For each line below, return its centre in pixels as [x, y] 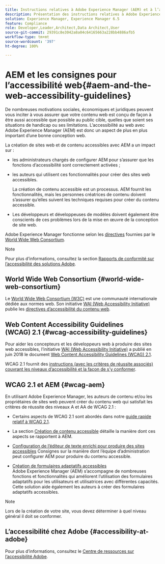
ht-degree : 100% [22, 46]
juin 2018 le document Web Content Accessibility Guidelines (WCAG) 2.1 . [79, 355]
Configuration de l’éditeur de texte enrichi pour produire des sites [78, 446]
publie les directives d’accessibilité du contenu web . [58, 309]
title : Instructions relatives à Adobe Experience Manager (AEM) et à [79, 10]
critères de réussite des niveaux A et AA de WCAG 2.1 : [61, 407]
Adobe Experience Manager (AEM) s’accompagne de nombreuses [79, 471]
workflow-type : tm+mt [27, 37]
